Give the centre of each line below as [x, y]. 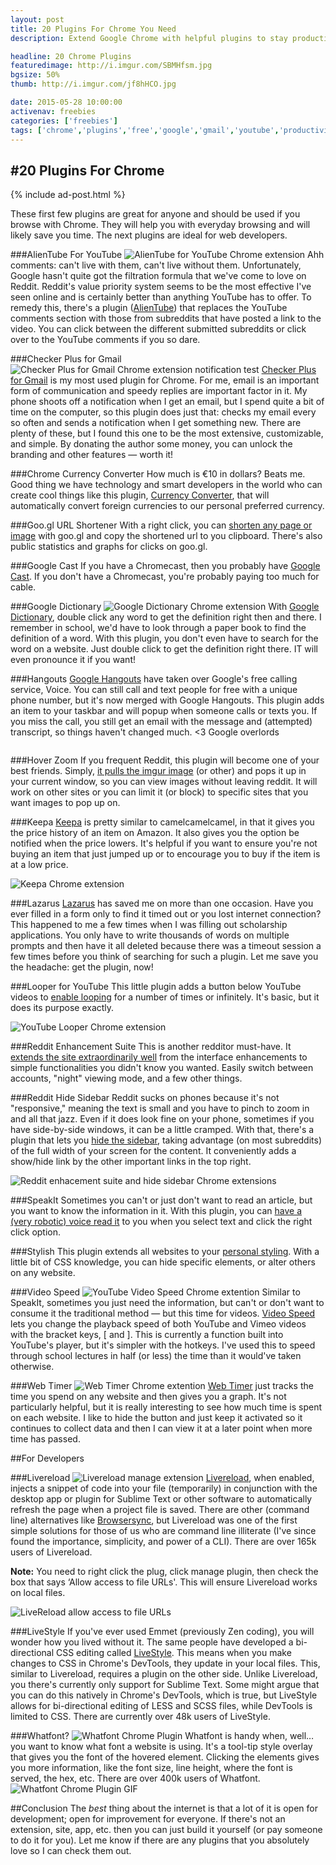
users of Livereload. [51, 1552]
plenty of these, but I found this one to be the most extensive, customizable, [167, 433]
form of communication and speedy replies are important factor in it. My [159, 391]
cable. [23, 587]
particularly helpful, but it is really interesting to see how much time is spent [166, 1407]
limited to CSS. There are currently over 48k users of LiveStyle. [140, 1717]
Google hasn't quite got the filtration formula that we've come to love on [158, 276]
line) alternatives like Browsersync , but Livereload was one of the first [154, 1520]
